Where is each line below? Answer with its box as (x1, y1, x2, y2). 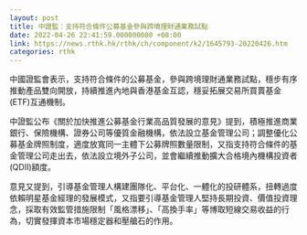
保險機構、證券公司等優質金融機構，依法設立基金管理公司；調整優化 (33, 127, 290, 138)
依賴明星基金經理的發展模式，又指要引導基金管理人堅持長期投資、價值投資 (9, 193, 290, 204)
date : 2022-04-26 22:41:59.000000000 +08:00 (9, 30, 182, 39)
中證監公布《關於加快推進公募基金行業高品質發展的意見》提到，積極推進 (9, 116, 281, 127)
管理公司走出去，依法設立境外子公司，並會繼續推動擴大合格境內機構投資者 (16, 150, 298, 161)
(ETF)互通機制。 (9, 97, 70, 108)
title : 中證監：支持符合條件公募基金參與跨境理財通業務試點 (9, 22, 208, 31)
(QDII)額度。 (9, 162, 57, 173)
